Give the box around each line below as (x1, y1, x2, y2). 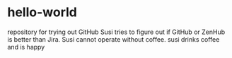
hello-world (7, 4, 78, 21)
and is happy (7, 42, 45, 51)
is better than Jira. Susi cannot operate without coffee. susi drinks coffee (7, 35, 220, 43)
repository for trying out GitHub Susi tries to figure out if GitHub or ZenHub (7, 28, 225, 36)
